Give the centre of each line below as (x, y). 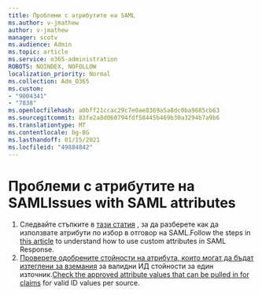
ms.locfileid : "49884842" (50, 147)
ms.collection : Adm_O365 (49, 81)
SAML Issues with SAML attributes (122, 203)
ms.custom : (26, 88)
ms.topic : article (38, 52)
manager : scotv (33, 37)
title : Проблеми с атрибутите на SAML (72, 15)
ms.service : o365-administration (63, 60)
